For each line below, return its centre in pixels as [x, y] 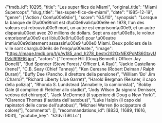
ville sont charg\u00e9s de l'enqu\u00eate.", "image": [59, 48]
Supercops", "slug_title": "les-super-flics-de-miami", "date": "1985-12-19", [79, 12]
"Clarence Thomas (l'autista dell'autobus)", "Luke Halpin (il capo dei [73, 100]
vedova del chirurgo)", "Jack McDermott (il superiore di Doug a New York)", [81, 95]
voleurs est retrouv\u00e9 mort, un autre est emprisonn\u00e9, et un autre [80, 28]
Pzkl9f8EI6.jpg [20, 59]
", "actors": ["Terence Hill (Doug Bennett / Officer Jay [87, 59]
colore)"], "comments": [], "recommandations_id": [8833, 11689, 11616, [76, 110]
